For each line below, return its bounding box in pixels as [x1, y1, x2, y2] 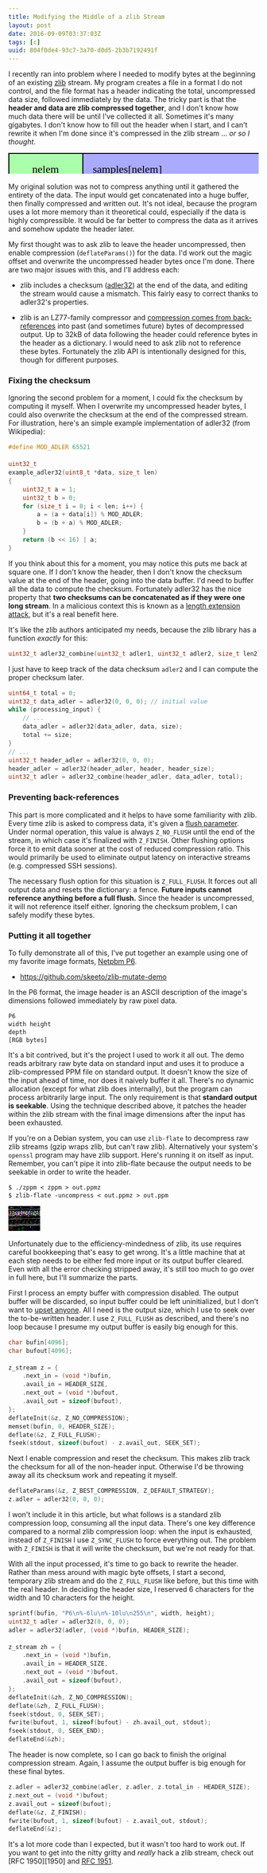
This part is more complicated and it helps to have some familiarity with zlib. [8, 809, 257, 820]
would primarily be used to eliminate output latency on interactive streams [8, 852, 251, 862]
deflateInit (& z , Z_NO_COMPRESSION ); [8, 1414, 130, 1422]
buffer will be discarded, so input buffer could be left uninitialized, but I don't [8, 1296, 259, 1306]
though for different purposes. [19, 355, 119, 365]
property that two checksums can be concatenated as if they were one [8, 592, 246, 601]
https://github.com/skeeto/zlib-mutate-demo [19, 972, 167, 982]
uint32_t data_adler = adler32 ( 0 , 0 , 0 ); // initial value [8, 697, 208, 705]
